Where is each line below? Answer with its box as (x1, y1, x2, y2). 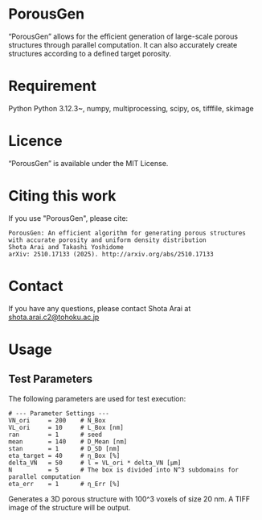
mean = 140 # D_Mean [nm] (8, 437, 128, 446)
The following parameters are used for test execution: (8, 393, 186, 403)
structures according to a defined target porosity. (8, 48, 171, 58)
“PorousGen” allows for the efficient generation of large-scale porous (8, 31, 239, 41)
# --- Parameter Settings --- (8, 409, 110, 418)
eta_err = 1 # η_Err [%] (8, 480, 121, 488)
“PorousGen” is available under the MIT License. (8, 158, 169, 168)
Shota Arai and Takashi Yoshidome (8, 243, 125, 251)
